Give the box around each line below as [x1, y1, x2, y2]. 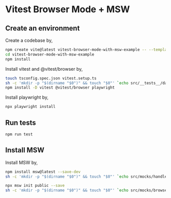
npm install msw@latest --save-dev [5, 169, 81, 174]
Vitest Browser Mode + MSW [5, 4, 130, 15]
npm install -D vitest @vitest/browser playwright [5, 85, 115, 90]
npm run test [5, 131, 33, 137]
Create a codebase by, [5, 37, 53, 43]
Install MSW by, [5, 159, 38, 165]
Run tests [5, 118, 36, 127]
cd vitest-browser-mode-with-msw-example [5, 52, 95, 57]
